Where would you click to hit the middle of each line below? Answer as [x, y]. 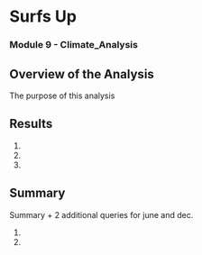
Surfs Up [43, 17]
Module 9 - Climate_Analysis [73, 45]
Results [31, 124]
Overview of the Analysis [82, 74]
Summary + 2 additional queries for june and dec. [101, 214]
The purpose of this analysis [62, 96]
